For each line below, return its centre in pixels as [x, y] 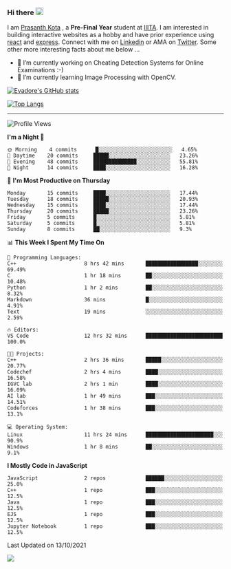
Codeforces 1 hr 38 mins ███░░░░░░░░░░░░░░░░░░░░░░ [115, 408]
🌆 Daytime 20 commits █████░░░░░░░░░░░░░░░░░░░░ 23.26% [102, 156]
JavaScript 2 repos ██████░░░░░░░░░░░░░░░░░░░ [115, 478]
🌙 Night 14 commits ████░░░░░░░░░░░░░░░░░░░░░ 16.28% [102, 168]
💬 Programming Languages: [44, 258]
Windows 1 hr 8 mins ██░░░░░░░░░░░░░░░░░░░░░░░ [115, 447]
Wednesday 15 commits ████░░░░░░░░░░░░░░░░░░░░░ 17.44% [102, 205]
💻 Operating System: [38, 427]
